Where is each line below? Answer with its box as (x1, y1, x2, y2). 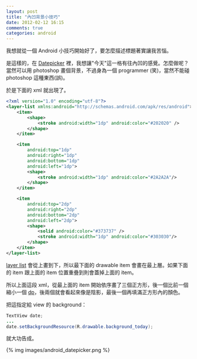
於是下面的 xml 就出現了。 (6, 87, 69, 94)
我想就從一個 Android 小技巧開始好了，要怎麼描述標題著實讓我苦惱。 (6, 47, 172, 54)
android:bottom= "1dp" (27, 158, 80, 164)
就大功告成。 (6, 335, 37, 342)
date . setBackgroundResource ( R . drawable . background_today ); (6, 323, 154, 330)
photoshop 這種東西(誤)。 (6, 74, 69, 81)
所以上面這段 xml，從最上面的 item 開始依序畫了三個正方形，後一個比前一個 (6, 281, 189, 288)
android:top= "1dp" (27, 147, 72, 153)
